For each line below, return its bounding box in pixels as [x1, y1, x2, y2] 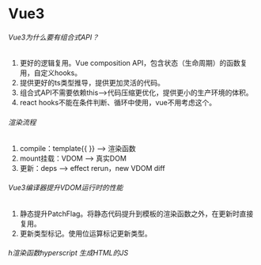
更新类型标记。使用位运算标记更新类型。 [19, 229, 152, 238]
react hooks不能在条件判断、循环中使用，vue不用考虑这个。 [19, 98, 216, 108]
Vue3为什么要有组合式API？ [8, 32, 100, 42]
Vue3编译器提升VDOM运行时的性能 [8, 183, 123, 192]
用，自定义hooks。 [19, 68, 81, 78]
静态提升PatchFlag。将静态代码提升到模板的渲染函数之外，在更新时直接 [19, 209, 254, 218]
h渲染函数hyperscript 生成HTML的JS [8, 248, 129, 258]
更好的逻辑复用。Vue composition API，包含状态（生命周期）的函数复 [19, 59, 248, 68]
